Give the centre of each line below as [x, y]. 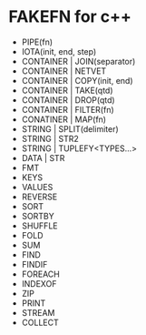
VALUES [37, 187]
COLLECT [40, 322]
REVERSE [39, 197]
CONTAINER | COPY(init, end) [77, 80]
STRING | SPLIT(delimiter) [70, 128]
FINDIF [34, 264]
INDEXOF [39, 283]
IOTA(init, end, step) [59, 51]
